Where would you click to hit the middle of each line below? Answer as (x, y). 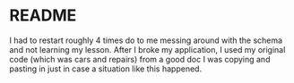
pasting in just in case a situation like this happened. (106, 69)
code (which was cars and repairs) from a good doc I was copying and (140, 59)
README (43, 16)
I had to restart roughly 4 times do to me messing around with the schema (146, 40)
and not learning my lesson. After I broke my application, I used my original (147, 49)
